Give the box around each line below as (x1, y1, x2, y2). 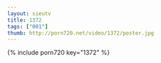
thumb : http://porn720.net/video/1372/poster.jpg (7, 29, 155, 37)
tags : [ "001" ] (7, 23, 49, 30)
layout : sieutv (7, 10, 52, 17)
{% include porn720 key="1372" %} (7, 48, 110, 57)
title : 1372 (7, 17, 42, 24)
